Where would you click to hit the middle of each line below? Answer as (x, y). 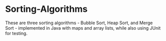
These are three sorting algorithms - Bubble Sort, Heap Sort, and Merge (79, 23)
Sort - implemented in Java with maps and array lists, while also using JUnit (83, 28)
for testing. (16, 33)
